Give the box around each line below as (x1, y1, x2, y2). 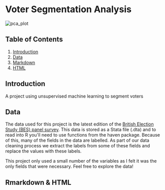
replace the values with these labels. (5, 148, 82, 154)
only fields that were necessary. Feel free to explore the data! (5, 164, 134, 170)
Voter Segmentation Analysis (5, 4, 132, 15)
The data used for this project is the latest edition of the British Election (5, 121, 154, 128)
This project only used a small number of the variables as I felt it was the (5, 158, 157, 164)
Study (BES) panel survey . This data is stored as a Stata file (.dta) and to (5, 126, 156, 133)
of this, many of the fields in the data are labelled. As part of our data (5, 137, 150, 143)
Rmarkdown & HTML (5, 178, 72, 186)
